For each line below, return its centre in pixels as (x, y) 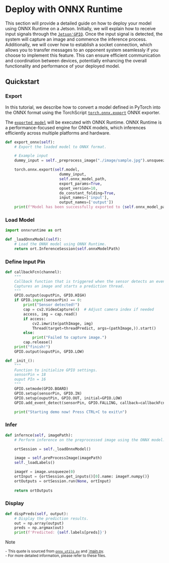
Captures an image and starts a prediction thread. (69, 286)
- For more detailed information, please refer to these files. (56, 556)
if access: (35, 319)
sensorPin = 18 (30, 375)
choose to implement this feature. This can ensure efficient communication (83, 55)
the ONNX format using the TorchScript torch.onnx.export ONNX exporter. (83, 112)
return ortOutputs (33, 491)
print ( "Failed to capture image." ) (69, 338)
